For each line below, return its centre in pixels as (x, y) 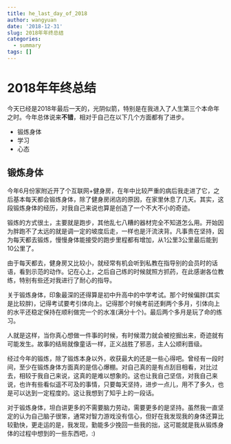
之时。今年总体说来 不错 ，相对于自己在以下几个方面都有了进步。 (97, 117)
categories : (24, 39)
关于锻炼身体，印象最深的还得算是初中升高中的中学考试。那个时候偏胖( (108, 295)
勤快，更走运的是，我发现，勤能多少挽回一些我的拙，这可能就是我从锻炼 (115, 425)
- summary (27, 45)
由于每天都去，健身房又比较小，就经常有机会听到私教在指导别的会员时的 (109, 263)
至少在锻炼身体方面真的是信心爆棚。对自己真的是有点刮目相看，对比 (115, 367)
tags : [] (20, 52)
